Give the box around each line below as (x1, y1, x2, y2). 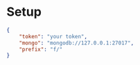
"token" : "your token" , (19, 33, 88, 40)
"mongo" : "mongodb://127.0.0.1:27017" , (19, 39, 134, 47)
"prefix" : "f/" (19, 46, 63, 53)
